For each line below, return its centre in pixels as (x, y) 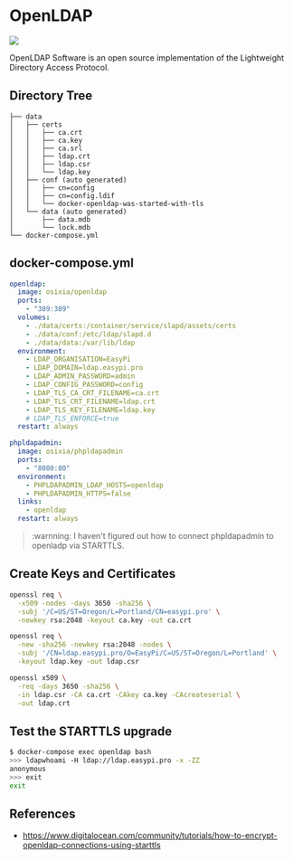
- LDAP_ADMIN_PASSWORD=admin (80, 376)
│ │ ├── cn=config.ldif (62, 195)
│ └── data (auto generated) (68, 212)
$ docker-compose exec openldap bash (80, 752)
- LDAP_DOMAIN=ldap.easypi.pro (85, 368)
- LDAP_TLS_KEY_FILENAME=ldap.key (90, 410)
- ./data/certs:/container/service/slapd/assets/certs (131, 326)
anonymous (28, 769)
